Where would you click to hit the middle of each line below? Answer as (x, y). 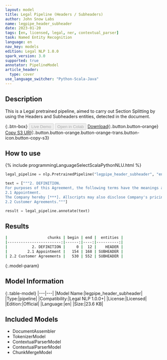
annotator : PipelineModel (32, 65)
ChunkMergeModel (32, 353)
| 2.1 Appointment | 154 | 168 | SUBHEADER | (64, 251)
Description (24, 99)
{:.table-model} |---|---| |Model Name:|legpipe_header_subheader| (74, 293)
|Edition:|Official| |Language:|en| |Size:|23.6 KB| (54, 304)
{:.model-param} (22, 266)
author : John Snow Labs (30, 19)
